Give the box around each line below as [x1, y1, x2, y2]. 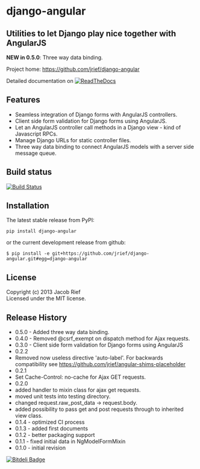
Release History [6, 312, 67, 323]
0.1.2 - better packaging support [14, 431, 95, 439]
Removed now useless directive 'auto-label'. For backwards [14, 354, 164, 361]
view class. [14, 412, 43, 419]
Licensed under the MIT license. [6, 295, 86, 302]
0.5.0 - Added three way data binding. [14, 329, 110, 336]
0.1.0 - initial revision [14, 444, 66, 451]
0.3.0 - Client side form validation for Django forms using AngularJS [14, 341, 184, 349]
